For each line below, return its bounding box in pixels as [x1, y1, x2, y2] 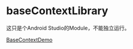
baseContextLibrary [6, 4, 108, 18]
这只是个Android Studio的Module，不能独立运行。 [6, 24, 130, 31]
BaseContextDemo [6, 36, 53, 43]
